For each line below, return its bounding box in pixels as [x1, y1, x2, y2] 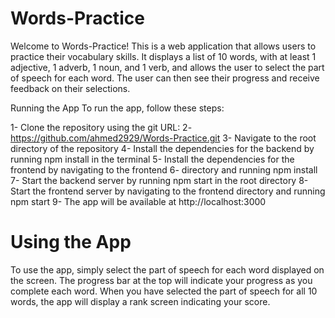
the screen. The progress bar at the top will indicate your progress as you [10, 274, 313, 286]
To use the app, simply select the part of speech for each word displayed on [10, 263, 325, 276]
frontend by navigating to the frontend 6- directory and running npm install [10, 163, 318, 176]
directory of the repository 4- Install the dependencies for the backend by [10, 142, 315, 154]
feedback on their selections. [10, 82, 131, 94]
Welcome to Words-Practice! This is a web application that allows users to [10, 40, 317, 52]
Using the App [10, 231, 132, 254]
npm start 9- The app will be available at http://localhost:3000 [10, 195, 267, 207]
